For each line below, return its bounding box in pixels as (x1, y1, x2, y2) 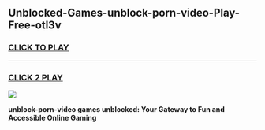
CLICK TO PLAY (8, 43, 69, 54)
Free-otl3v (8, 19, 62, 32)
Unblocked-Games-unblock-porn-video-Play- (8, 6, 241, 20)
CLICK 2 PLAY (8, 72, 63, 83)
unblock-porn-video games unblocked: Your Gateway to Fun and (8, 104, 225, 113)
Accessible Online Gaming (8, 113, 97, 122)
